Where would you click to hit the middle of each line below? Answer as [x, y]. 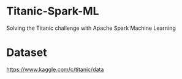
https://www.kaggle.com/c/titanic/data [55, 69]
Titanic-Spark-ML [53, 11]
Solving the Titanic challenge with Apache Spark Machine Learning [91, 28]
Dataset [27, 53]
